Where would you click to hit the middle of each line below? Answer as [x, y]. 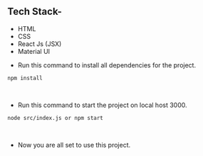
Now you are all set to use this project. [74, 145]
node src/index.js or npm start [55, 118]
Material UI [34, 51]
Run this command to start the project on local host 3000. [102, 105]
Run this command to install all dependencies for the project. [107, 65]
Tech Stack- [35, 12]
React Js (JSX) [40, 44]
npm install [25, 78]
